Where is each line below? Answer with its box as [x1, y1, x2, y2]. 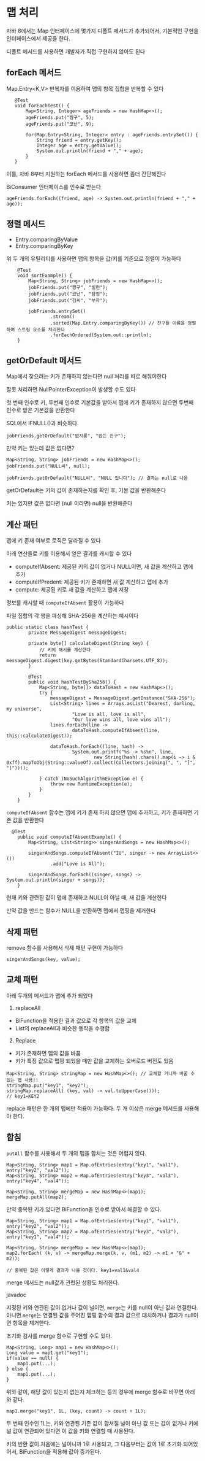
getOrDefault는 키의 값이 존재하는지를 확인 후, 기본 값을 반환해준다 [6, 487, 166, 494]
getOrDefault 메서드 [6, 355, 82, 366]
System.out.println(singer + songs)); [6, 877, 105, 884]
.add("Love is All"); [50, 861, 105, 867]
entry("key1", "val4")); [6, 1234, 70, 1240]
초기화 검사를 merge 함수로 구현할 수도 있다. [6, 1332, 112, 1340]
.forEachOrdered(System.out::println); [50, 332, 152, 338]
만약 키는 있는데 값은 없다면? [6, 444, 75, 452]
